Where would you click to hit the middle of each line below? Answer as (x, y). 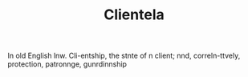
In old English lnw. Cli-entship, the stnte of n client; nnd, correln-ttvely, (124, 56)
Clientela (134, 15)
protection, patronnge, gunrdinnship (67, 64)
